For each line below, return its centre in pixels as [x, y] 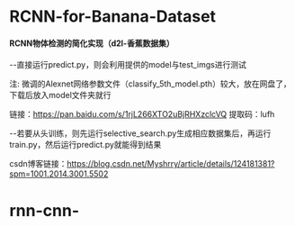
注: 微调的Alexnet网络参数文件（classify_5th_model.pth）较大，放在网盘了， [150, 84]
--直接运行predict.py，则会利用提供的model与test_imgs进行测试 [128, 65]
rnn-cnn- [45, 210]
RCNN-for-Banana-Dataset [113, 17]
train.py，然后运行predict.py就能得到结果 [85, 145]
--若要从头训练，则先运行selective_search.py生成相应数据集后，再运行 [140, 133]
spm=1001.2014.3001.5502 [59, 174]
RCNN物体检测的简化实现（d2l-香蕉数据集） [92, 43]
